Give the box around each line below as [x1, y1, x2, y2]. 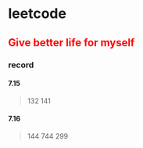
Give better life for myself [8, 36, 135, 49]
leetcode [8, 5, 66, 23]
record [8, 60, 34, 70]
